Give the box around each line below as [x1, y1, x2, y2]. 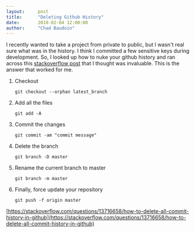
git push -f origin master [14, 198, 81, 204]
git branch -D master [14, 154, 68, 160]
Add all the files [14, 99, 53, 106]
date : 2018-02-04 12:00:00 [6, 19, 88, 25]
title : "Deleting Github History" [6, 14, 104, 20]
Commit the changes [14, 121, 66, 128]
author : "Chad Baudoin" [6, 25, 75, 31]
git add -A [14, 111, 42, 116]
